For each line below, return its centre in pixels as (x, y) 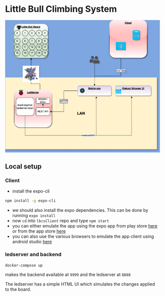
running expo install (34, 215)
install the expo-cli (31, 191)
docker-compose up (24, 265)
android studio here (32, 241)
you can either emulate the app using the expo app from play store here (85, 226)
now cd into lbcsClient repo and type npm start (61, 221)
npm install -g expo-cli (30, 200)
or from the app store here (39, 231)
